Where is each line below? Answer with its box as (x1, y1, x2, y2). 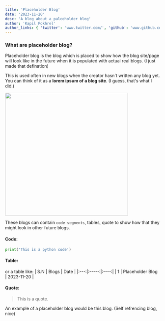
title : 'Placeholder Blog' (5, 7, 60, 12)
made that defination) (5, 63, 49, 69)
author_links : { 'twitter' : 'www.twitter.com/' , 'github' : (5, 26, 129, 30)
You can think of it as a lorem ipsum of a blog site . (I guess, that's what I (5, 78, 152, 84)
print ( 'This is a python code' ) (5, 247, 71, 252)
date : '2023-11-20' (5, 12, 45, 17)
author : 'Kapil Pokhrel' (5, 21, 56, 26)
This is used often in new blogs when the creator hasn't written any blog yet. (5, 73, 160, 79)
